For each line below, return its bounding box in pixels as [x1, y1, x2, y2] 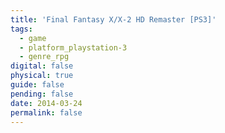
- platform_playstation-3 [19, 42, 128, 53]
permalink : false [10, 107, 83, 118]
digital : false [10, 61, 74, 71]
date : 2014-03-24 [10, 98, 83, 108]
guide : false [10, 80, 65, 90]
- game [19, 33, 47, 43]
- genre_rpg [19, 52, 70, 62]
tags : [10, 24, 33, 34]
